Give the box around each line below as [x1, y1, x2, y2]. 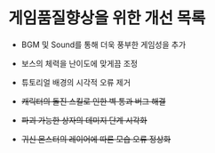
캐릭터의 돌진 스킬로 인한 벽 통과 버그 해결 [20, 95, 166, 107]
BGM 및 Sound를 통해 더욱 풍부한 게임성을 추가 [20, 39, 187, 50]
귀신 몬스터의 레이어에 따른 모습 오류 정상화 [20, 133, 171, 144]
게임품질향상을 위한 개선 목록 [8, 8, 206, 28]
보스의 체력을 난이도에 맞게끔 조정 [20, 58, 139, 68]
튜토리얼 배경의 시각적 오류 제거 [20, 76, 131, 87]
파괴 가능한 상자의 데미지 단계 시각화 [20, 115, 147, 125]
